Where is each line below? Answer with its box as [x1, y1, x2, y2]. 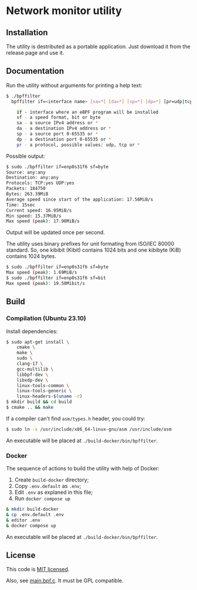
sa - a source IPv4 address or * [16, 120, 98, 126]
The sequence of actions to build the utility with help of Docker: [6, 465, 160, 472]
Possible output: [6, 152, 46, 160]
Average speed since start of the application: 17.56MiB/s [6, 196, 154, 202]
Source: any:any [6, 169, 46, 175]
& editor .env [6, 517, 41, 523]
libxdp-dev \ [16, 377, 49, 383]
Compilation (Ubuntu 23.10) [6, 314, 86, 323]
